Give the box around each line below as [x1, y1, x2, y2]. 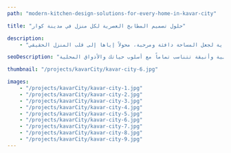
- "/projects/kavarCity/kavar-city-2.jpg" [19, 91, 143, 98]
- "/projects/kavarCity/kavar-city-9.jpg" [19, 136, 143, 143]
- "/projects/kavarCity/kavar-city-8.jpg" [19, 130, 143, 137]
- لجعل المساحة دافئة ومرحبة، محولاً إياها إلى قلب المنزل [19, 41, 214, 48]
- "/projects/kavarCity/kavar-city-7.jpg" [19, 123, 143, 130]
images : [7, 78, 30, 86]
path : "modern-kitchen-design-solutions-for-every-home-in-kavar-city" [7, 10, 217, 17]
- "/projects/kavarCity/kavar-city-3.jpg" [19, 97, 143, 104]
